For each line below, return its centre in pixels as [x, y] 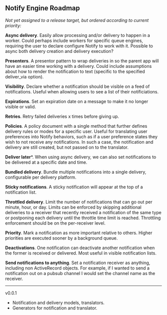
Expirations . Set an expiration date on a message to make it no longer [77, 101]
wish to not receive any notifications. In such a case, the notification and [79, 142]
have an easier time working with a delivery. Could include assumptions [79, 66]
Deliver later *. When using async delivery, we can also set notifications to [81, 157]
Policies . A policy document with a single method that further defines [76, 126]
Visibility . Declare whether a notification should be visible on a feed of [78, 86]
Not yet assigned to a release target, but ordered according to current [77, 20]
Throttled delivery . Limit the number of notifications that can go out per [79, 202]
